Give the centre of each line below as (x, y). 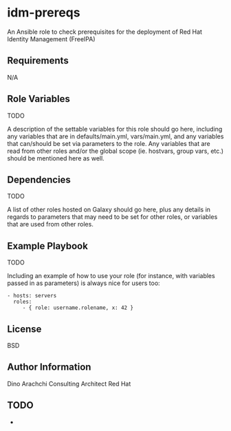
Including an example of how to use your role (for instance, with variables (111, 276)
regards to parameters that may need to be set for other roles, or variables (112, 217)
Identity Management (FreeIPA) (51, 39)
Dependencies (39, 179)
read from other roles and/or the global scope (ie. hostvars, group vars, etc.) (115, 151)
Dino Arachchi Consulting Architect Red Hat (69, 383)
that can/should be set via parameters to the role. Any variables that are (109, 143)
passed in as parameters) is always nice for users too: (84, 283)
